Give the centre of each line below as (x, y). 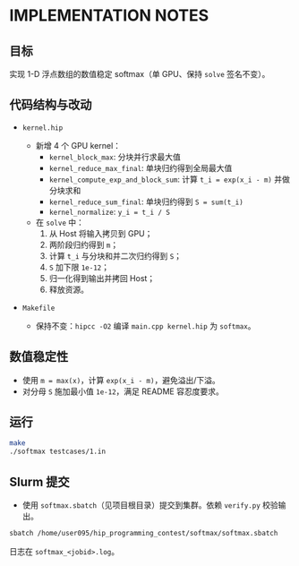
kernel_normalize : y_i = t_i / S (109, 211)
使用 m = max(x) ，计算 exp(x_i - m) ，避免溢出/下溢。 (121, 380)
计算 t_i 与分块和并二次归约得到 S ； (115, 255)
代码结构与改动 (51, 105)
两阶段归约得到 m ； (84, 244)
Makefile (38, 308)
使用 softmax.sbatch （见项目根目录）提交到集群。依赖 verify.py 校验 (150, 505)
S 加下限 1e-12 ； (79, 267)
